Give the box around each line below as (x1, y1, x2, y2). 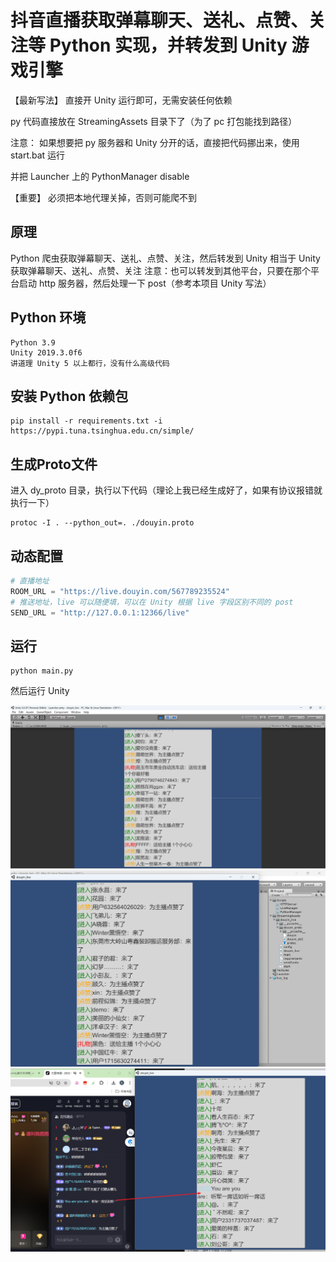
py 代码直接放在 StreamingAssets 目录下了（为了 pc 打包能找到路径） (10, 115, 298, 127)
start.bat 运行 (10, 149, 66, 161)
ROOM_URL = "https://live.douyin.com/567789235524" (10, 586, 230, 596)
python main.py (10, 666, 74, 676)
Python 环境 (10, 309, 87, 326)
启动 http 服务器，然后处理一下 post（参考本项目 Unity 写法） (18, 277, 272, 289)
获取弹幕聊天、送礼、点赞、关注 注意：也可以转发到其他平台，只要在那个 (10, 264, 311, 276)
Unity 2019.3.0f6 (10, 347, 83, 358)
